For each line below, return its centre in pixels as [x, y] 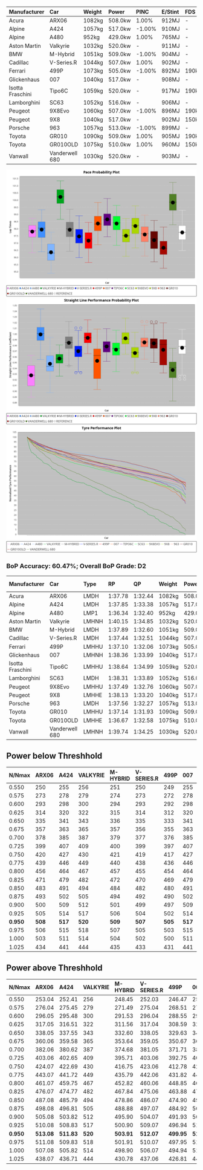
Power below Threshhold [54, 756]
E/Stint [170, 11]
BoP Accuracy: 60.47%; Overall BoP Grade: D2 [76, 566]
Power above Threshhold [54, 968]
